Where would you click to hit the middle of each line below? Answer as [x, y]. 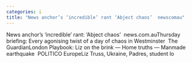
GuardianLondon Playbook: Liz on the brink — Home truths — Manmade [96, 47]
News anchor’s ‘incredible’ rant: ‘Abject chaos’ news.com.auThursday [93, 34]
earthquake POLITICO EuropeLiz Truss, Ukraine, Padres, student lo [90, 53]
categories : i [24, 12]
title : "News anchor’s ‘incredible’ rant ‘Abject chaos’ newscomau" [96, 17]
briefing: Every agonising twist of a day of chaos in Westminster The [92, 41]
